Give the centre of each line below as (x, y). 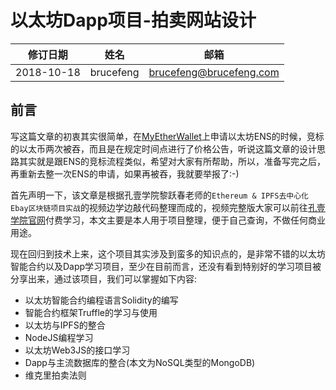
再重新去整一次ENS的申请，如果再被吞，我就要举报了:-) (125, 173)
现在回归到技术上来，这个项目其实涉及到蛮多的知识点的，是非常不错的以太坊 (168, 253)
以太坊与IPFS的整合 (65, 325)
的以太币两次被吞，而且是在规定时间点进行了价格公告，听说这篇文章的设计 (163, 148)
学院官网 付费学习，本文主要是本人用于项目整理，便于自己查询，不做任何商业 (168, 220)
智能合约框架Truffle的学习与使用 (91, 312)
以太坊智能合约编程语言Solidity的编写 (101, 300)
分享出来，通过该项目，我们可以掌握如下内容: (104, 278)
